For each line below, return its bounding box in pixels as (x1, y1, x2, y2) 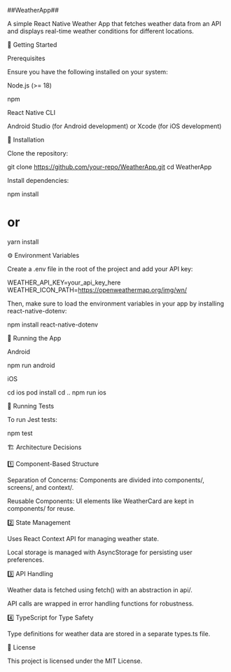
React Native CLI (7, 109, 56, 116)
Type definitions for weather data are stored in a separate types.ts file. (7, 629, 211, 638)
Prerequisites (7, 54, 45, 62)
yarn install (7, 238, 39, 246)
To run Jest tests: (7, 415, 57, 423)
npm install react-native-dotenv (7, 320, 99, 329)
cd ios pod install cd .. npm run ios (7, 388, 106, 397)
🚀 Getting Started (7, 41, 57, 48)
